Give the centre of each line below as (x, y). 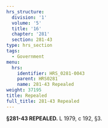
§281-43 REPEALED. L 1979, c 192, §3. (54, 118)
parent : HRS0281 (38, 79)
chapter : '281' (31, 34)
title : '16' (27, 29)
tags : (13, 51)
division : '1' (29, 17)
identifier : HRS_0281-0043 (51, 73)
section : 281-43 (32, 40)
